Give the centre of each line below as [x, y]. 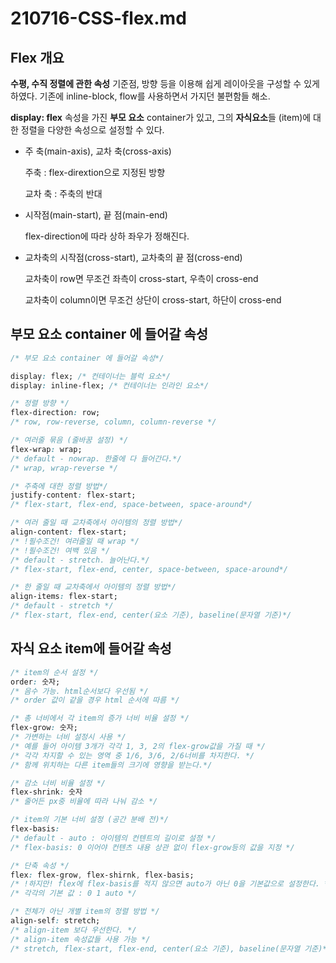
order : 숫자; [35, 682]
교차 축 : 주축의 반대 [63, 193]
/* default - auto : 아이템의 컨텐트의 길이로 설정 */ [113, 838]
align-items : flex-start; [64, 597]
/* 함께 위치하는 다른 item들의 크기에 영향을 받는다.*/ [111, 765]
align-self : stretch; [55, 921]
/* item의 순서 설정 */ [54, 672]
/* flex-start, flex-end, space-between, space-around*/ [131, 505]
